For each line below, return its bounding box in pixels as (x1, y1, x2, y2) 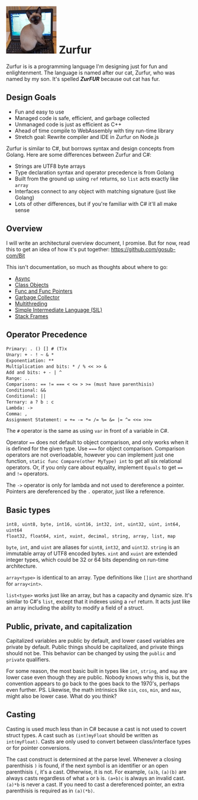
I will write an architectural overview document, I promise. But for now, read (6, 239, 190, 247)
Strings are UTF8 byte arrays (14, 163, 86, 170)
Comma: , (6, 411, 28, 417)
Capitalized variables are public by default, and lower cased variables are (6, 637, 185, 644)
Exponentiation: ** (6, 358, 54, 364)
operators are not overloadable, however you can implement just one (6, 451, 174, 458)
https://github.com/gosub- (111, 245, 176, 252)
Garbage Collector (14, 293, 60, 301)
